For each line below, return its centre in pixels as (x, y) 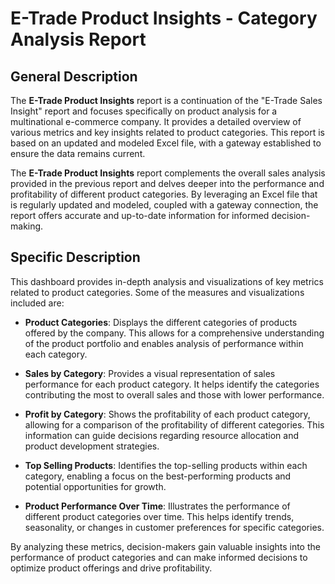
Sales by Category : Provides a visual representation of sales (150, 373)
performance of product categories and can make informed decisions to (159, 557)
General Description (74, 76)
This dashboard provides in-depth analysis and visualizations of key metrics (167, 281)
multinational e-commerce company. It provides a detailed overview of (156, 121)
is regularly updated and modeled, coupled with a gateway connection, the (164, 205)
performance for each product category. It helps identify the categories (172, 384)
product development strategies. (92, 446)
